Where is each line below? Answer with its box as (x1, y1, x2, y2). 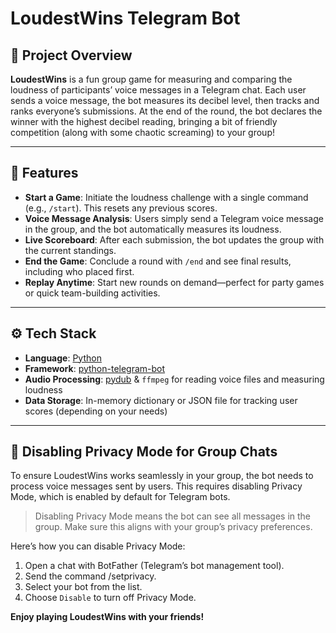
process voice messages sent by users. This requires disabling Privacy (10, 480, 303, 492)
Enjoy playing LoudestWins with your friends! (10, 611, 205, 623)
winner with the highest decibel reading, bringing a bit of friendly (10, 116, 278, 127)
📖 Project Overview (10, 47, 133, 64)
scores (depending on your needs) (24, 405, 168, 417)
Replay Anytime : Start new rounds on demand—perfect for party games (24, 276, 325, 288)
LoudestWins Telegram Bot (10, 7, 241, 30)
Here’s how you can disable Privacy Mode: (10, 540, 186, 552)
